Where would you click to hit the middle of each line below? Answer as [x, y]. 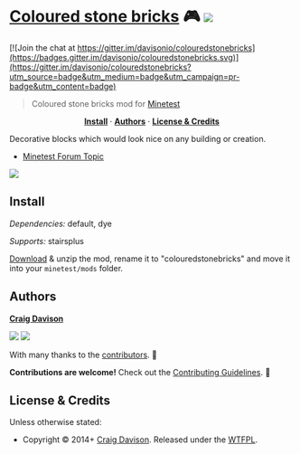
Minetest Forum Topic [63, 156]
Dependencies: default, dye [61, 223]
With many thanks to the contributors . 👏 [84, 355]
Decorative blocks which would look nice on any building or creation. [138, 138]
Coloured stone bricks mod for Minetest [106, 103]
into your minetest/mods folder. [66, 268]
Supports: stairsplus [47, 241]
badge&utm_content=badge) [63, 86]
